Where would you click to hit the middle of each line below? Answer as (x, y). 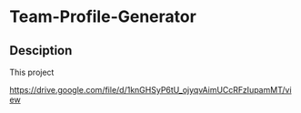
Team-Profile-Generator (103, 17)
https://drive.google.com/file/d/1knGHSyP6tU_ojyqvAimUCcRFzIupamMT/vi (151, 90)
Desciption (41, 51)
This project (32, 72)
